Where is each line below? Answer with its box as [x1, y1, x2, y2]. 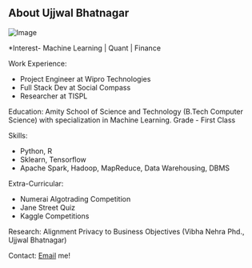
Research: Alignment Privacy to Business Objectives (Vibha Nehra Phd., [8, 226, 245, 236]
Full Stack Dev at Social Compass [19, 82, 131, 92]
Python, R [19, 146, 53, 155]
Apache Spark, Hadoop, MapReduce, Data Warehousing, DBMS [19, 163, 230, 173]
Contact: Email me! [8, 250, 70, 260]
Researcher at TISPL [19, 91, 88, 101]
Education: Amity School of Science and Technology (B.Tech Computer [8, 106, 244, 116]
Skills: [8, 130, 28, 140]
